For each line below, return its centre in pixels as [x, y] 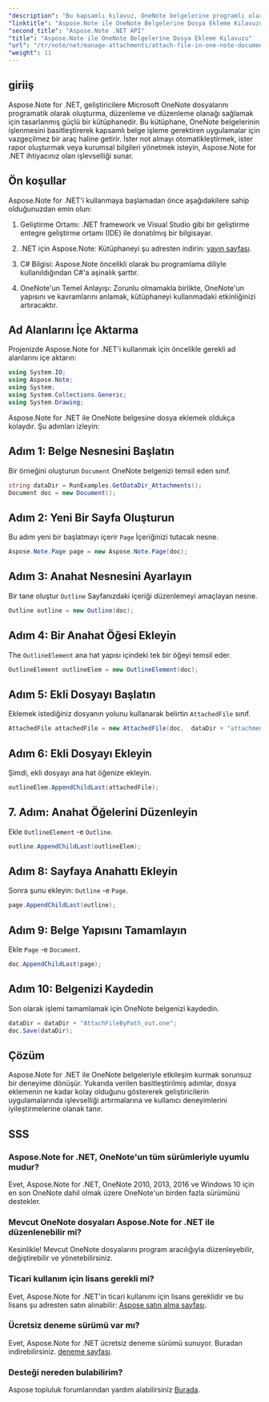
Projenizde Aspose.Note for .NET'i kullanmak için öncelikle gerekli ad [122, 349]
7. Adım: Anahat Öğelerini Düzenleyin [103, 813]
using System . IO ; [37, 373]
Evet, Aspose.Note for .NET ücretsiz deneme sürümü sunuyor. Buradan [125, 1343]
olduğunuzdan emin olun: [50, 208]
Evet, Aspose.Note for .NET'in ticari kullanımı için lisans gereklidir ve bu [126, 1296]
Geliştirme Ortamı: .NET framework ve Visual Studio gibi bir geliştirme [134, 224]
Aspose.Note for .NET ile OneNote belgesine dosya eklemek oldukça [122, 417]
